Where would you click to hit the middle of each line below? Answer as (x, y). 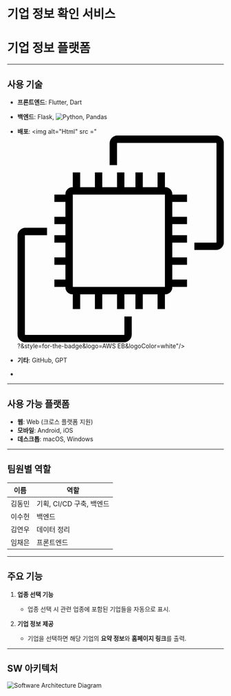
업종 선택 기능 (35, 594)
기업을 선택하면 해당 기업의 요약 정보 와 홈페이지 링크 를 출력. (107, 638)
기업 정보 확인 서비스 (61, 14)
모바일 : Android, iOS (45, 430)
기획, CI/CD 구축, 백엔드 (73, 504)
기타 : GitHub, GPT (42, 360)
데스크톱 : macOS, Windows (55, 439)
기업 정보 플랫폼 (49, 48)
